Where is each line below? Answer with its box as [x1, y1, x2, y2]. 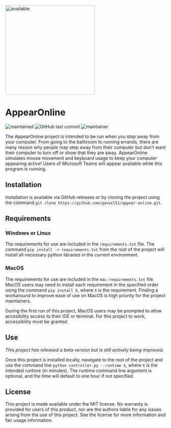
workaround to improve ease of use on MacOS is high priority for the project [5, 292, 165, 298]
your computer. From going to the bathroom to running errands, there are [5, 138, 159, 145]
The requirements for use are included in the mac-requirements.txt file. [5, 276, 155, 282]
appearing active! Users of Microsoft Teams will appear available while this [5, 160, 162, 166]
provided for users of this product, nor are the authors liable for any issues [5, 407, 162, 413]
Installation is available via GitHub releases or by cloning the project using [5, 194, 160, 200]
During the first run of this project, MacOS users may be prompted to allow [5, 307, 162, 313]
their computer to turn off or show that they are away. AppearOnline [5, 150, 148, 156]
